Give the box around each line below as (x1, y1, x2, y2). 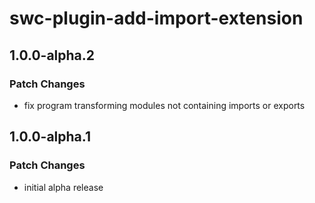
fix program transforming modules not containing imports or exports (23, 99, 306, 111)
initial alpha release (23, 181, 104, 193)
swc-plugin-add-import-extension (9, 7, 304, 30)
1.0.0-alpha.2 (9, 47, 96, 64)
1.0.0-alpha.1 (9, 128, 91, 146)
